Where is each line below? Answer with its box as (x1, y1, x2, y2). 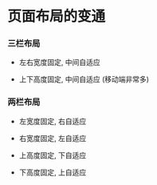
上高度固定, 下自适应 (18, 150, 87, 160)
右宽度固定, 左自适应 (18, 133, 87, 143)
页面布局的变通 (7, 7, 106, 26)
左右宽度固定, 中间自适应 (18, 58, 100, 67)
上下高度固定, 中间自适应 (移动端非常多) (18, 74, 149, 84)
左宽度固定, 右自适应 (18, 116, 87, 126)
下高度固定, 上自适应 (18, 167, 87, 177)
